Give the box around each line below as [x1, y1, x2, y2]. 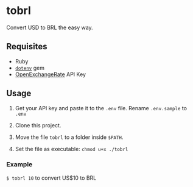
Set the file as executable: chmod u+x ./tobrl [15, 145, 128, 152]
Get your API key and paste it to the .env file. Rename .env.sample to [15, 104, 188, 111]
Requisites [6, 41, 47, 52]
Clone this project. [15, 121, 61, 129]
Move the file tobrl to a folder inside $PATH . [15, 133, 124, 141]
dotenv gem [15, 64, 44, 71]
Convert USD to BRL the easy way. [6, 24, 93, 31]
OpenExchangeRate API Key [15, 71, 86, 78]
